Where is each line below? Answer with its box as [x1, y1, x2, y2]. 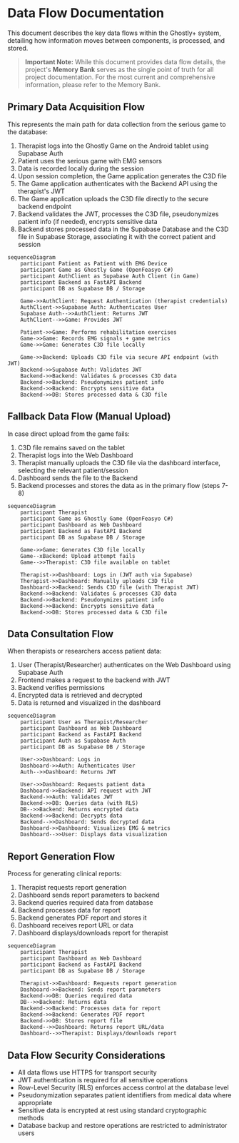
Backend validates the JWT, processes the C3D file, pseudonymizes [17, 209, 219, 218]
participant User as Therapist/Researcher [20, 718, 148, 726]
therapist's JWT [17, 187, 66, 195]
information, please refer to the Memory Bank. [24, 80, 161, 88]
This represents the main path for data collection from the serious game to [7, 120, 226, 128]
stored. [7, 44, 29, 52]
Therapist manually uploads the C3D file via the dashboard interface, [17, 458, 221, 467]
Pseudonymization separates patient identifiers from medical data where [17, 1091, 232, 1099]
